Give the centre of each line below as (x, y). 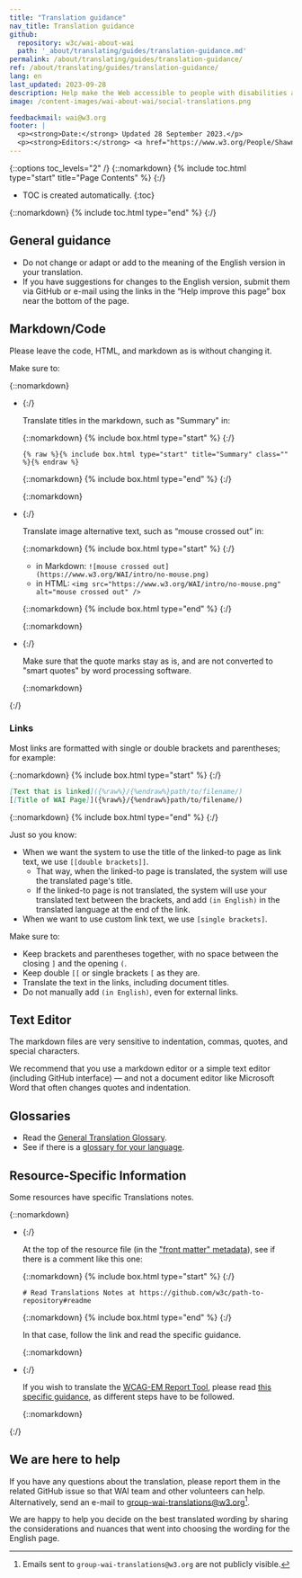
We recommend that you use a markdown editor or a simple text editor (140, 1069)
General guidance (60, 241)
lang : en (26, 76)
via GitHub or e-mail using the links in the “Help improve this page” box (154, 291)
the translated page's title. (84, 880)
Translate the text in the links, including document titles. (126, 982)
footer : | (28, 126)
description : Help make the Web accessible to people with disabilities (148, 93)
